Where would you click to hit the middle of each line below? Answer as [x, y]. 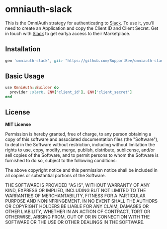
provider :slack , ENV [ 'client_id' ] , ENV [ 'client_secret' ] [71, 92]
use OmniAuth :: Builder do [32, 88]
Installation [23, 49]
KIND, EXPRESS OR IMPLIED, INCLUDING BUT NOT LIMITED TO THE [76, 190]
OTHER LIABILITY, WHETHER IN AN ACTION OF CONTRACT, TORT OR [78, 211]
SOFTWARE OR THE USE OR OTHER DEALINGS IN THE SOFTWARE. [75, 222]
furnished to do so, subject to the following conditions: [61, 160]
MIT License [18, 124]
